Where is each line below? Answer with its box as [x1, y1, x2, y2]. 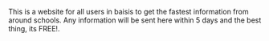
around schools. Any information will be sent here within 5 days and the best [8, 15, 262, 25]
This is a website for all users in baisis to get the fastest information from [8, 7, 249, 16]
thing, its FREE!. [8, 24, 60, 33]
